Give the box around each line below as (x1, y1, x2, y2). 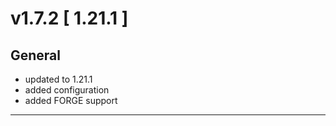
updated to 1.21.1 (24, 73, 93, 85)
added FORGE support (24, 95, 118, 106)
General (10, 47, 62, 64)
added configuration (24, 84, 110, 96)
